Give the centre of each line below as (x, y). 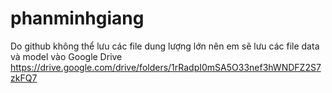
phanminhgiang (77, 18)
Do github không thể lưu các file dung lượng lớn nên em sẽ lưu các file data (165, 46)
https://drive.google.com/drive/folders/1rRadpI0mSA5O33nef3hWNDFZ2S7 (166, 67)
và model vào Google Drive (66, 56)
